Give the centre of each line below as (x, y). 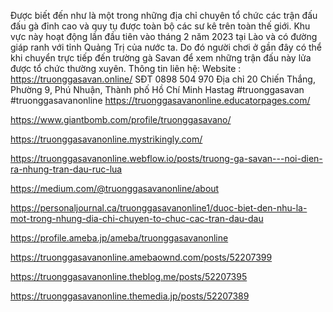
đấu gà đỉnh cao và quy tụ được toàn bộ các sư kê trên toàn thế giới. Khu (160, 26)
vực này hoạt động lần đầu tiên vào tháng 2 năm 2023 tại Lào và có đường (164, 36)
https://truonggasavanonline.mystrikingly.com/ (106, 139)
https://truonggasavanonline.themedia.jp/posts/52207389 (130, 296)
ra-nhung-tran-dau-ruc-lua (66, 169)
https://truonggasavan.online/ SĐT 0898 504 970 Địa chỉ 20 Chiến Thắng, (163, 79)
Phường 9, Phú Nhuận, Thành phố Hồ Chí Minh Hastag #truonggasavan (157, 89)
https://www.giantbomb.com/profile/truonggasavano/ (121, 119)
